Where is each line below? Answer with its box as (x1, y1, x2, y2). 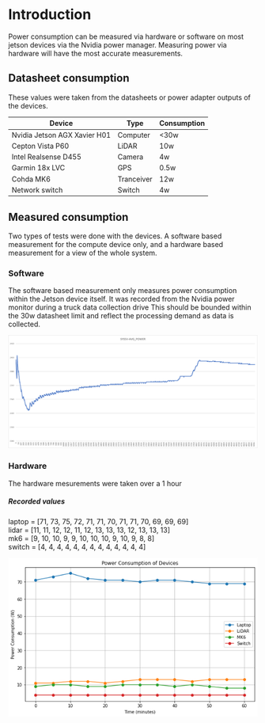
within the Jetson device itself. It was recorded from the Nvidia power (8, 295, 235, 304)
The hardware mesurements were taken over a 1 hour (8, 478, 182, 488)
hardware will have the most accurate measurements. (8, 48, 184, 58)
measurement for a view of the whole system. (8, 248, 157, 258)
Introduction (8, 6, 92, 24)
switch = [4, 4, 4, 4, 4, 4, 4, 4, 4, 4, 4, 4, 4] (8, 542, 146, 551)
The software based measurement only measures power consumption (8, 286, 237, 295)
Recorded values (8, 497, 66, 506)
